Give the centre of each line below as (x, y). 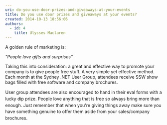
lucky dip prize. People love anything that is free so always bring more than (83, 99)
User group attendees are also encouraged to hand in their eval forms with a (83, 92)
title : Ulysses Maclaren (40, 33)
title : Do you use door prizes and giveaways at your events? (71, 14)
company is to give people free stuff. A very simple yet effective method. (80, 72)
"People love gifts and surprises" (39, 57)
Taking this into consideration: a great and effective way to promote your (80, 66)
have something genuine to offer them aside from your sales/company (78, 112)
